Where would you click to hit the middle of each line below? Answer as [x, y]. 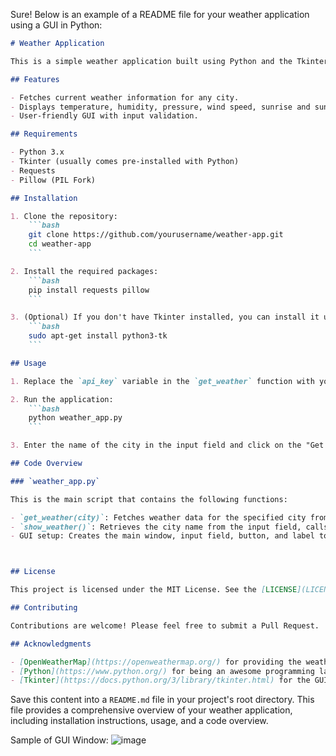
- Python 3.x [37, 152]
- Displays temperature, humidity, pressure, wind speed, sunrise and [160, 107]
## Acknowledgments [51, 644]
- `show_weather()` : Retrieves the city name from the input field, [156, 527]
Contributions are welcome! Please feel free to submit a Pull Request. [165, 625]
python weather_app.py [75, 418]
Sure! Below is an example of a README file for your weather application [160, 14]
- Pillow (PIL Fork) [53, 180]
